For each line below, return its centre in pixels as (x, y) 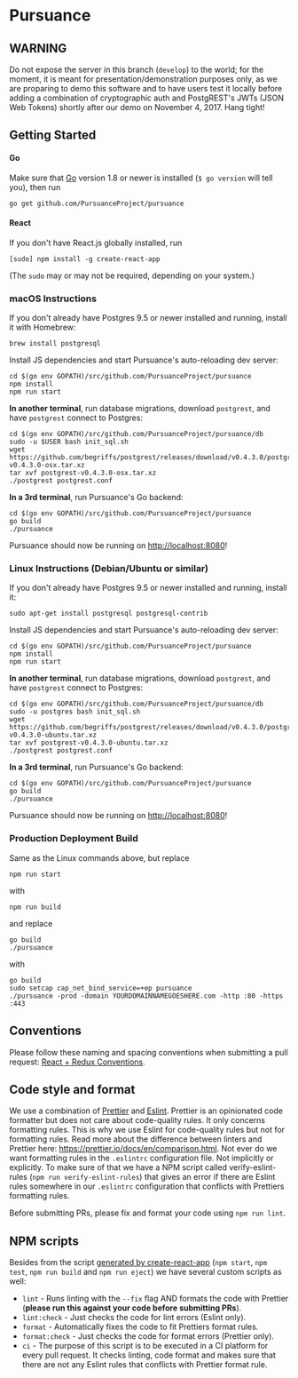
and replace (31, 923)
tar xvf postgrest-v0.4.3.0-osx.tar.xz (83, 473)
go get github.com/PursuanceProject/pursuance (97, 203)
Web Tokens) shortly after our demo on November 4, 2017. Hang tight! (137, 107)
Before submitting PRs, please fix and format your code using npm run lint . (148, 1213)
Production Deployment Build (74, 839)
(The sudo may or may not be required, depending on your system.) (132, 275)
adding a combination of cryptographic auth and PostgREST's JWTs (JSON (147, 98)
